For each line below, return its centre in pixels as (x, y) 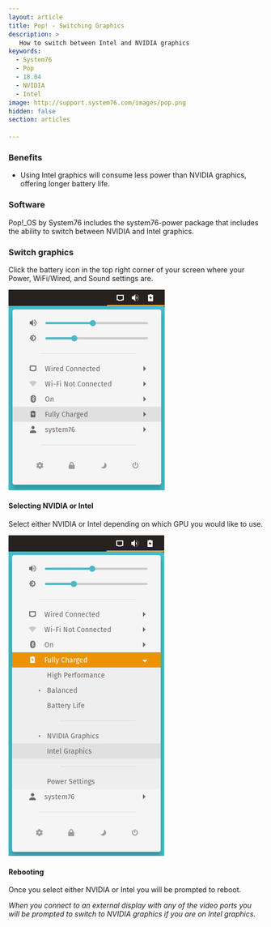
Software (27, 205)
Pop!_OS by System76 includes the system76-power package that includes (133, 222)
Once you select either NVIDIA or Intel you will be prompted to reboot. (125, 890)
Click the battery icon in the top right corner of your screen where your (127, 269)
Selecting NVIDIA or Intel (51, 506)
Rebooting (26, 872)
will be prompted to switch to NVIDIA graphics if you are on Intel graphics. (132, 914)
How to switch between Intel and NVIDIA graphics (104, 43)
